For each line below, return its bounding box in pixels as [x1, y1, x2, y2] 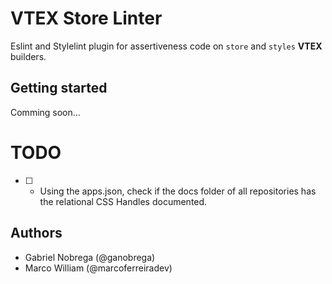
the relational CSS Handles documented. [39, 195, 208, 207]
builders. [10, 50, 47, 62]
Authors [10, 225, 63, 242]
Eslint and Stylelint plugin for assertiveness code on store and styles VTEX [10, 40, 323, 52]
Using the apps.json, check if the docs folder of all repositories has [39, 185, 317, 197]
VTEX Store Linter [10, 7, 163, 30]
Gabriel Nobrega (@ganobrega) [24, 251, 156, 263]
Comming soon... [10, 106, 81, 118]
